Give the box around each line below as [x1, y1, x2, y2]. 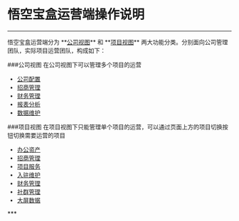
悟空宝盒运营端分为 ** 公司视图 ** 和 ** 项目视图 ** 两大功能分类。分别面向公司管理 [7, 38, 228, 46]
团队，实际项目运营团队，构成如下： [7, 46, 107, 54]
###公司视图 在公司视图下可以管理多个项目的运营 [7, 60, 142, 68]
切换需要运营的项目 [13, 131, 66, 139]
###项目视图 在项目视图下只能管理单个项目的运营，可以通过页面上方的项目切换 [7, 122, 223, 131]
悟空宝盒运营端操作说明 [7, 6, 145, 23]
